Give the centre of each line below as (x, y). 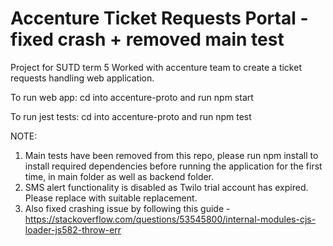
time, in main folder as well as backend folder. (119, 176)
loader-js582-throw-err (73, 229)
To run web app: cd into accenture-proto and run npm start (132, 97)
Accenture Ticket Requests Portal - (159, 18)
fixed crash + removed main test (147, 39)
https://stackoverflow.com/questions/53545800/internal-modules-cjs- (170, 219)
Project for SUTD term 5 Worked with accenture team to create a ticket (156, 67)
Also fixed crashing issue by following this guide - (127, 208)
